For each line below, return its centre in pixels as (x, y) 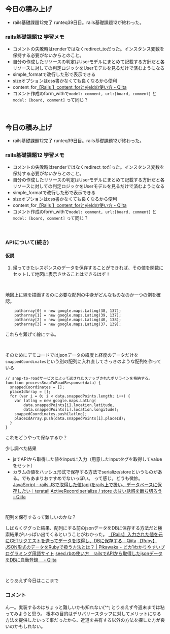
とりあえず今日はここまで (32, 580)
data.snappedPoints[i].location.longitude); (71, 410)
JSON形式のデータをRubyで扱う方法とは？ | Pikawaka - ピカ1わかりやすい (83, 547)
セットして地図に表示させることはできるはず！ (61, 274)
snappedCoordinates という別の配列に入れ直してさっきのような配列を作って (83, 361)
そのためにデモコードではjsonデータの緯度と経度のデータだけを (72, 355)
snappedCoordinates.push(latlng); (51, 414)
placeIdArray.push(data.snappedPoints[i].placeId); (70, 419)
